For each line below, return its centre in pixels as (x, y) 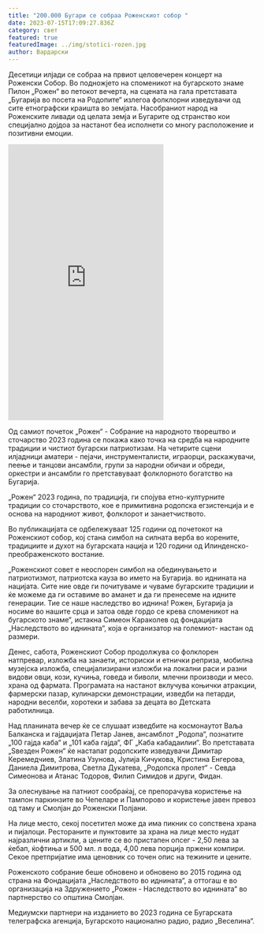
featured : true (33, 37)
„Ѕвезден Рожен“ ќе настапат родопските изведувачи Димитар (115, 751)
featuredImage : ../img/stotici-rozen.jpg (77, 45)
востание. (87, 554)
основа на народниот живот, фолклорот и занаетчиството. (107, 514)
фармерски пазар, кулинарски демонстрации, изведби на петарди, (122, 694)
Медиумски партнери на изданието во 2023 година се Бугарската (120, 912)
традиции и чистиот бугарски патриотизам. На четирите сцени (115, 448)
